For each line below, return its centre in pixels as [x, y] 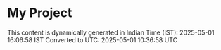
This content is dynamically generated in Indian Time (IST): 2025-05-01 [111, 32]
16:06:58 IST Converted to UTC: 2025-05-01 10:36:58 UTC [93, 39]
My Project [40, 13]
